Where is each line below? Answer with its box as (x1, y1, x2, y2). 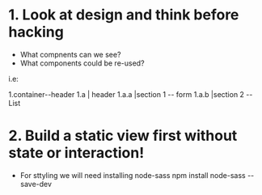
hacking (8, 23, 65, 41)
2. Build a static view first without (8, 127, 238, 145)
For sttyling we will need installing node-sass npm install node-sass (19, 170, 246, 180)
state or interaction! (8, 144, 145, 163)
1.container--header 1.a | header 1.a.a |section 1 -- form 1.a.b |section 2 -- (8, 89, 253, 99)
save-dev (19, 179, 53, 189)
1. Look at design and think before (8, 6, 239, 24)
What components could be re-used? (19, 58, 145, 68)
